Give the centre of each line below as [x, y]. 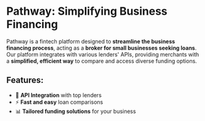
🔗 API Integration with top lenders [58, 95]
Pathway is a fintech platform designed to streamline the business [91, 41]
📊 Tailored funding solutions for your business [76, 111]
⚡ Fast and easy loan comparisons [59, 102]
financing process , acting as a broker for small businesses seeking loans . [102, 48]
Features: [25, 80]
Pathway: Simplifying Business [87, 11]
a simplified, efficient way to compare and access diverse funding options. [102, 61]
